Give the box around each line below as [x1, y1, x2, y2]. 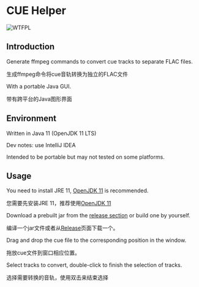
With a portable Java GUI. [6, 82, 72, 90]
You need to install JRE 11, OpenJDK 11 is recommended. [6, 187, 149, 194]
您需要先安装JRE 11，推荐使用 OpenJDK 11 [6, 200, 111, 207]
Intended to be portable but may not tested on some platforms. [6, 153, 165, 161]
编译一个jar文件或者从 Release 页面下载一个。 [6, 224, 119, 232]
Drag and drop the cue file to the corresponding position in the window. [6, 236, 187, 244]
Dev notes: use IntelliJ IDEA [6, 141, 76, 148]
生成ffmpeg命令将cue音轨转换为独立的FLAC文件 [6, 70, 129, 78]
